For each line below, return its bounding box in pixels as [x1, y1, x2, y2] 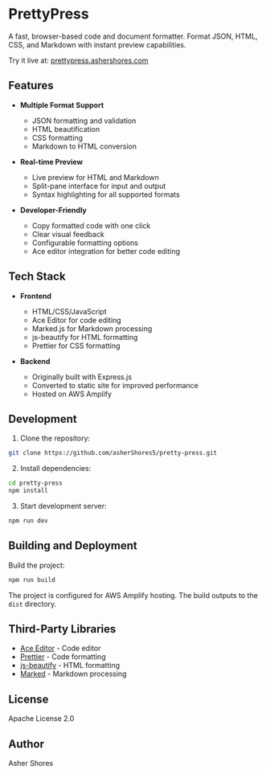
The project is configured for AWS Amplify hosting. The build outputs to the [8, 590, 259, 600]
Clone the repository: [19, 433, 91, 443]
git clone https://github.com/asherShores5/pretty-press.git [8, 449, 218, 457]
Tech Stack [8, 270, 66, 284]
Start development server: [19, 502, 107, 510]
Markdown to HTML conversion [31, 141, 137, 151]
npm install [8, 487, 48, 495]
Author [8, 737, 44, 751]
